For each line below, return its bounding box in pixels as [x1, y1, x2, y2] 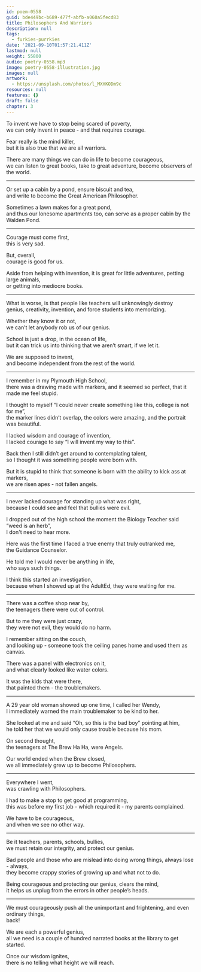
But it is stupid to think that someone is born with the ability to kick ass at [6, 467, 187, 475]
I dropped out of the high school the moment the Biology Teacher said [6, 515, 179, 523]
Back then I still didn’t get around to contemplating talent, [6, 449, 148, 457]
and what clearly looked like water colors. [6, 666, 109, 673]
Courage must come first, [6, 233, 69, 241]
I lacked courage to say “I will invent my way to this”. [6, 438, 136, 445]
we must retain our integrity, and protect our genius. [6, 845, 135, 852]
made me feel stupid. [6, 390, 59, 397]
